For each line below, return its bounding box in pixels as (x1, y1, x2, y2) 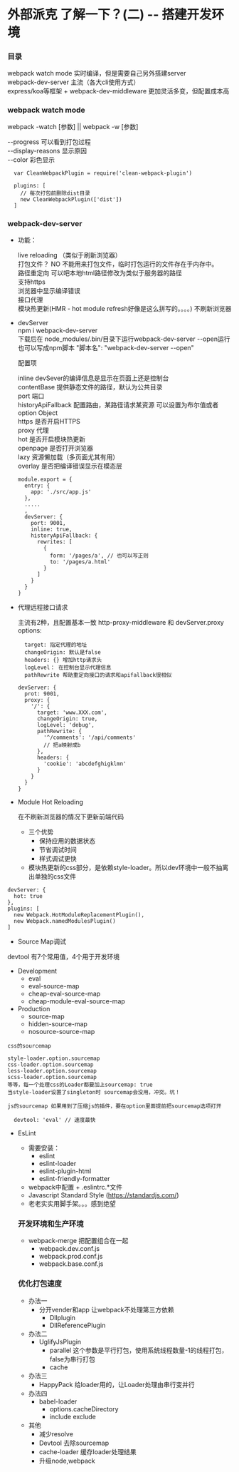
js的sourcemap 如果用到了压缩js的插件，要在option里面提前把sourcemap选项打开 (7, 1103, 222, 1110)
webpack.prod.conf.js (38, 1252, 103, 1261)
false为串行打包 (49, 1354, 95, 1363)
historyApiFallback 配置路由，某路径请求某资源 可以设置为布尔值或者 (17, 401, 219, 409)
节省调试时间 (38, 846, 77, 854)
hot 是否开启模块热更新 (17, 435, 85, 444)
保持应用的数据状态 (38, 837, 96, 845)
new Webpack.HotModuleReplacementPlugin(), (14, 911, 144, 919)
